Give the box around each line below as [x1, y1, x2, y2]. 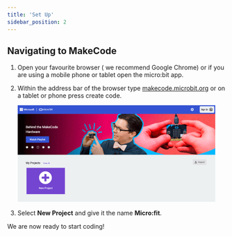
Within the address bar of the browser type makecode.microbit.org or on [17, 84, 226, 93]
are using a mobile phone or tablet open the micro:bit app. [17, 71, 184, 79]
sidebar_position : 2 [7, 18, 67, 26]
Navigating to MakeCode [7, 45, 117, 57]
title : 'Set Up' [7, 11, 54, 18]
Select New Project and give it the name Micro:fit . [17, 209, 162, 218]
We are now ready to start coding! [7, 222, 105, 231]
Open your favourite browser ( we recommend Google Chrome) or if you [17, 63, 224, 72]
